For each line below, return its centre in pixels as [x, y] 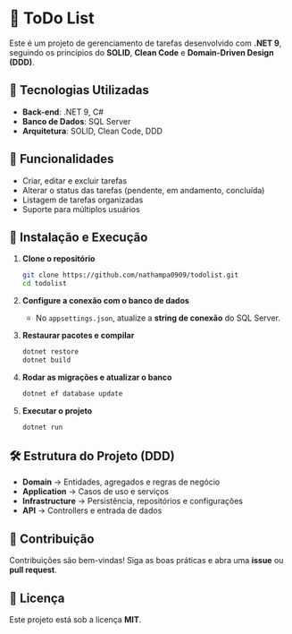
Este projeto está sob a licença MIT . [75, 620]
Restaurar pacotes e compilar [78, 336]
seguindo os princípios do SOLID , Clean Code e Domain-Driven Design [142, 52]
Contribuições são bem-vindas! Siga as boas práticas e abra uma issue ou [146, 561]
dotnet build [46, 360]
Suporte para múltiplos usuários [81, 209]
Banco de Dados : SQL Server [76, 121]
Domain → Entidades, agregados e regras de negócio [121, 482]
